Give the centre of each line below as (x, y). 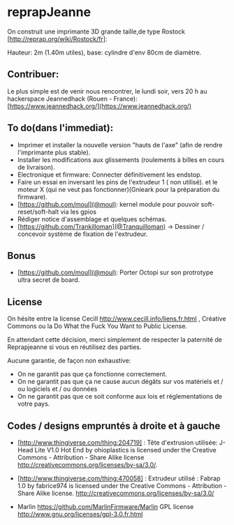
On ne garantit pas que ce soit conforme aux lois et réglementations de (119, 397)
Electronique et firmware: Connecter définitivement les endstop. (110, 175)
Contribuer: (33, 74)
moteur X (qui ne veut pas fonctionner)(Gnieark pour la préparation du (118, 189)
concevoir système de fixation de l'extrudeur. (82, 234)
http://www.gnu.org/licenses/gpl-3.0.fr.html (80, 514)
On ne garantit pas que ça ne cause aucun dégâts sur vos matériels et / (120, 382)
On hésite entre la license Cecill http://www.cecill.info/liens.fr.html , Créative (117, 319)
